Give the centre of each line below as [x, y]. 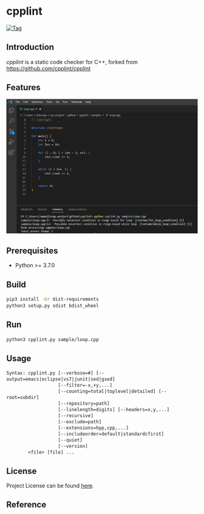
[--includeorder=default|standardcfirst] [111, 434]
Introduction [30, 47]
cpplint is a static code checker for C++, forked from [72, 62]
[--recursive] [76, 416]
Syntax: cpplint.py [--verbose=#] [50, 373]
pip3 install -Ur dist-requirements [53, 299]
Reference [26, 505]
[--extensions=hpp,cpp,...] [93, 428]
